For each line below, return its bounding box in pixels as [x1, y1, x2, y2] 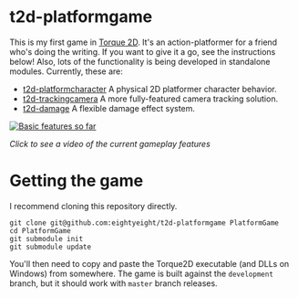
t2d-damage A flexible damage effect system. [22, 102, 196, 113]
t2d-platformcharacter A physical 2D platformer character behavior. [22, 83, 277, 94]
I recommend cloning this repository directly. [9, 200, 178, 211]
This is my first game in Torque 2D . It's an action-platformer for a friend [9, 37, 278, 48]
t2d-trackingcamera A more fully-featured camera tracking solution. [22, 93, 279, 104]
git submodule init [9, 234, 84, 243]
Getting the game [9, 171, 144, 191]
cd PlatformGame [9, 226, 71, 235]
